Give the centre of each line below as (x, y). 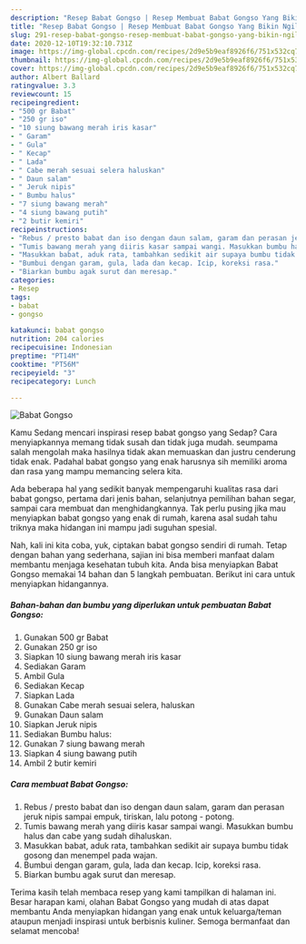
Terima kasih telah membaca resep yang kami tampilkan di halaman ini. (143, 892)
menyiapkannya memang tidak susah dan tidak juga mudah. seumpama (144, 442)
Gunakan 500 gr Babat (66, 637)
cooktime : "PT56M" (45, 364)
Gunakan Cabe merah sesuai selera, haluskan (109, 705)
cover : (23, 69)
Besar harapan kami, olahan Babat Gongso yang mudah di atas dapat (140, 902)
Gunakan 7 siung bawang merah (84, 744)
